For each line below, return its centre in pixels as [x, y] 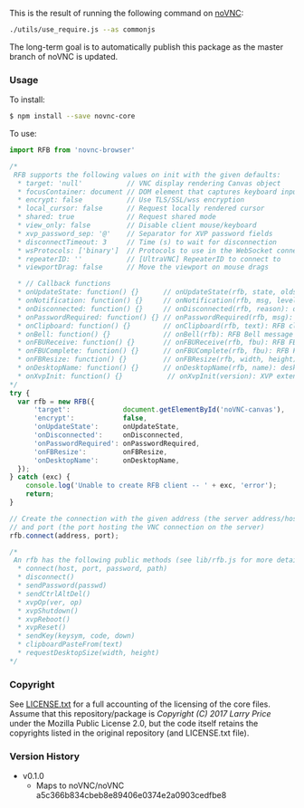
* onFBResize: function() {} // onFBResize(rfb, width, [141, 360]
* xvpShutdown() [48, 611]
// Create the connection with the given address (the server [129, 518]
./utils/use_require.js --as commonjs [82, 30]
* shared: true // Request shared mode [117, 217]
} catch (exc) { [40, 477]
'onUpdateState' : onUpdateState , [106, 427]
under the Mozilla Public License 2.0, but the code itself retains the [134, 724]
